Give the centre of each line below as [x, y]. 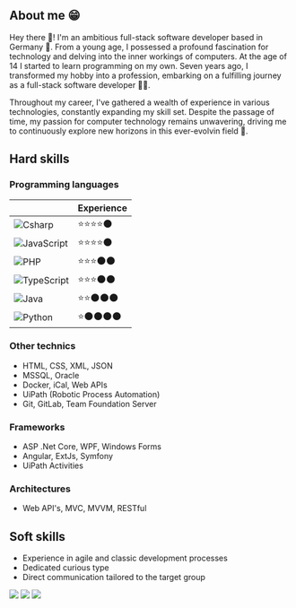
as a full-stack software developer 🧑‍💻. [80, 84]
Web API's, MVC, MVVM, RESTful [84, 508]
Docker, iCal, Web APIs [65, 385]
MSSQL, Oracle [51, 375]
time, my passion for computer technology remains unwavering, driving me [148, 121]
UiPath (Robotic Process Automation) [91, 394]
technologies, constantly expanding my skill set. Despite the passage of [142, 111]
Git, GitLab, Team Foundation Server [89, 404]
